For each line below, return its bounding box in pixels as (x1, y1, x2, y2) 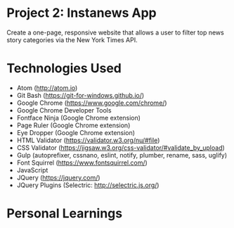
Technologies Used (6, 61, 122, 77)
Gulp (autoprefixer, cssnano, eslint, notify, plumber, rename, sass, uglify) (16, 151, 228, 159)
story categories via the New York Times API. (6, 35, 138, 44)
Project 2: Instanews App (6, 5, 157, 21)
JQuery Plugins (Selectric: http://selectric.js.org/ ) (16, 181, 160, 189)
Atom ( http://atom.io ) (16, 83, 78, 92)
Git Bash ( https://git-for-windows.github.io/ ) (16, 91, 145, 99)
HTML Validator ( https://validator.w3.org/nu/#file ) (16, 136, 160, 144)
